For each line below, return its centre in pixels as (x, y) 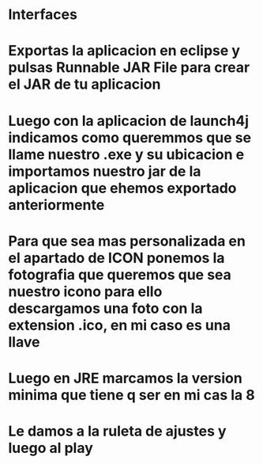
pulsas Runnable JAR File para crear (129, 68)
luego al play (51, 448)
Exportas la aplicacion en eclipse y (124, 51)
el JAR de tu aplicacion (85, 84)
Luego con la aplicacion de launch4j (129, 121)
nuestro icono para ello (85, 291)
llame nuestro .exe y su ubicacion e (126, 154)
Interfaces (43, 15)
